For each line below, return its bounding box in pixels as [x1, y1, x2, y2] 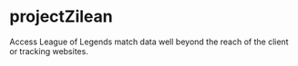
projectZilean [9, 6, 113, 27]
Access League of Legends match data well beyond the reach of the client [9, 36, 289, 47]
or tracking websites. [9, 45, 88, 56]
